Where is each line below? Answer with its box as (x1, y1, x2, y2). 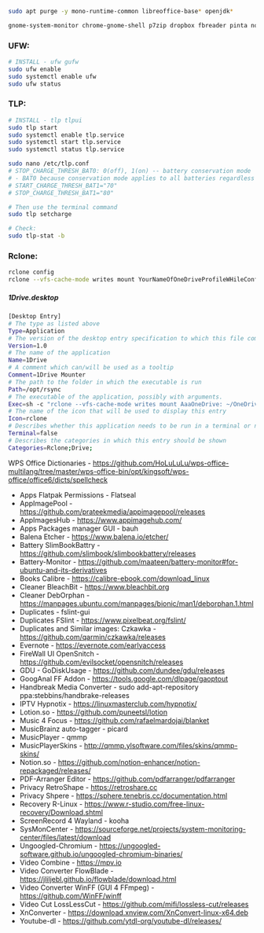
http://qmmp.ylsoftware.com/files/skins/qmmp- (83, 740, 238, 750)
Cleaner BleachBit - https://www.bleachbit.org (19, 582, 170, 591)
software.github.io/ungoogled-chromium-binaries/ (19, 849, 183, 858)
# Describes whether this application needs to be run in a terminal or (8, 422, 251, 430)
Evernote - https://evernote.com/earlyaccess (19, 641, 167, 650)
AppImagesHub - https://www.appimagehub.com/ (19, 515, 182, 524)
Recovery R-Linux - (19, 799, 83, 809)
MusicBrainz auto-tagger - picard (19, 724, 128, 733)
